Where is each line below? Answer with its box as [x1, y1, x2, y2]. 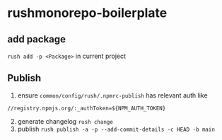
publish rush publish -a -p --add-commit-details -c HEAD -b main [17, 124, 216, 133]
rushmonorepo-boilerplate [7, 5, 168, 21]
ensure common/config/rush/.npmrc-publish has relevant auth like [17, 91, 208, 100]
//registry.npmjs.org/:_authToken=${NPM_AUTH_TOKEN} [7, 105, 166, 112]
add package [7, 33, 66, 45]
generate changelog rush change [17, 117, 113, 125]
